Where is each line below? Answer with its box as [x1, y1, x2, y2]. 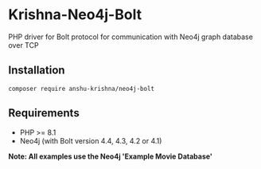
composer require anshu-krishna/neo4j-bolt [8, 84, 155, 92]
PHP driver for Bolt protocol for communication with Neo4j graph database [8, 32, 253, 41]
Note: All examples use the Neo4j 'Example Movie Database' [8, 151, 213, 161]
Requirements [8, 106, 80, 120]
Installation [8, 64, 65, 77]
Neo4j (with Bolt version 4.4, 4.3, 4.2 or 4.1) [19, 136, 162, 145]
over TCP [8, 40, 39, 49]
